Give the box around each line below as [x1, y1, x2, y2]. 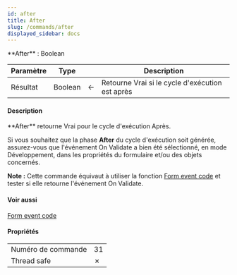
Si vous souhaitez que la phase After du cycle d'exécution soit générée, [7, 135, 217, 145]
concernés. [7, 158, 41, 166]
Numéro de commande [11, 244, 87, 254]
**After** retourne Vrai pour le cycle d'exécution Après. [7, 122, 171, 130]
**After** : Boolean [7, 49, 65, 58]
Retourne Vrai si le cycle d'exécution [101, 78, 222, 88]
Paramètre [11, 66, 47, 76]
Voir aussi [7, 195, 37, 204]
